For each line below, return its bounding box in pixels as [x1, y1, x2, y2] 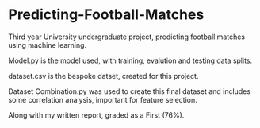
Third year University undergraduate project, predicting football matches [8, 32, 246, 41]
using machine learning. [8, 40, 87, 49]
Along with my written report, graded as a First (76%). [8, 110, 185, 120]
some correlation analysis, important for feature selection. [8, 95, 198, 104]
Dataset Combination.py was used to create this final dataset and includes [8, 86, 251, 96]
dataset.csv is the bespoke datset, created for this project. [8, 71, 199, 80]
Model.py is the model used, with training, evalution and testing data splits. [8, 56, 252, 65]
